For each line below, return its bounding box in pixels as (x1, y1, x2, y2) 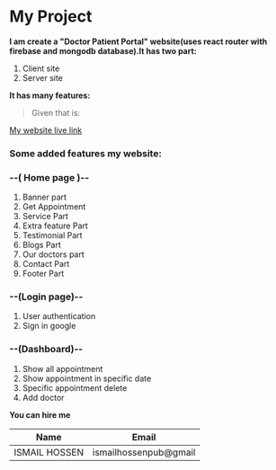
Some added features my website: (9, 146, 162, 159)
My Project (9, 6, 93, 27)
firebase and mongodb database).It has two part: (9, 45, 198, 56)
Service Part (22, 211, 69, 222)
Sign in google (22, 321, 76, 332)
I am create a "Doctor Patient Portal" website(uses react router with (9, 36, 268, 47)
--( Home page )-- (9, 171, 90, 183)
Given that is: (31, 107, 81, 118)
